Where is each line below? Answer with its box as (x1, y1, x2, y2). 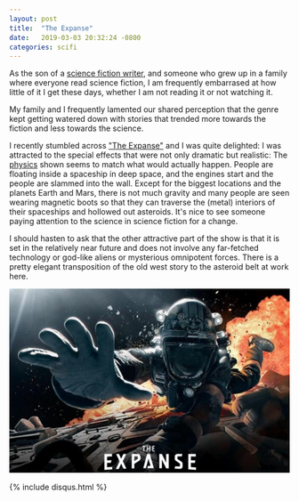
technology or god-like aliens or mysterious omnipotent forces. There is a (9, 252, 279, 263)
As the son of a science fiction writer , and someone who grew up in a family (9, 68, 287, 79)
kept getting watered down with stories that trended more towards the (9, 114, 267, 125)
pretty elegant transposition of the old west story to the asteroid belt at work (9, 262, 289, 272)
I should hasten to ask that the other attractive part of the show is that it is (9, 233, 280, 244)
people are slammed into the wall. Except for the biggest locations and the (9, 178, 282, 189)
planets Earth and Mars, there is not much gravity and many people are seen (9, 188, 290, 198)
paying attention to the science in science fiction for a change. (9, 216, 238, 227)
